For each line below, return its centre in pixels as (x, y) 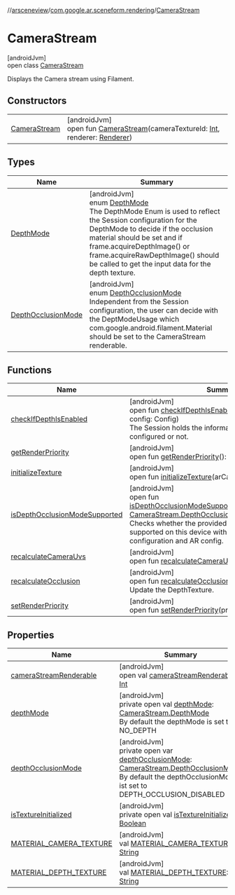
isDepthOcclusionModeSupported (67, 514)
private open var (146, 751)
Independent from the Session (139, 301)
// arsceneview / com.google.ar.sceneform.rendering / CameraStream (104, 10)
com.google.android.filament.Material (151, 327)
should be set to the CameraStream (148, 336)
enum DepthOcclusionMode (135, 292)
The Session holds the (166, 428)
